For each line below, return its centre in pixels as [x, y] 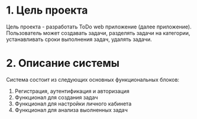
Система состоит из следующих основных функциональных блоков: [93, 79]
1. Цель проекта [47, 10]
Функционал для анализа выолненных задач [71, 110]
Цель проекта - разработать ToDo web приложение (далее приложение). [99, 27]
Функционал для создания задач [56, 97]
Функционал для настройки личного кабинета [73, 104]
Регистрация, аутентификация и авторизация [72, 91]
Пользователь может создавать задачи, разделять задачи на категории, [98, 33]
